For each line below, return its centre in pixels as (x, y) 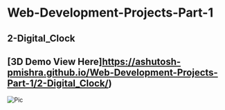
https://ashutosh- (142, 61)
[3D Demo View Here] (55, 61)
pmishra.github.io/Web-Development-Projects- (112, 72)
